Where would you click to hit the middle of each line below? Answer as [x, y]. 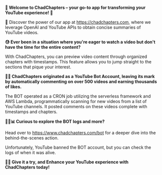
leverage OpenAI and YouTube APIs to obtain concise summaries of [73, 27]
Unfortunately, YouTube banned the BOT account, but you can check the [78, 147]
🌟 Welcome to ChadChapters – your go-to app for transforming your [75, 8]
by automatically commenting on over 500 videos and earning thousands [81, 81]
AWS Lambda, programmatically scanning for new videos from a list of [76, 101]
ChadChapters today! [27, 167]
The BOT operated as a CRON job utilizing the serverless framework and [78, 96]
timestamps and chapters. [31, 112]
